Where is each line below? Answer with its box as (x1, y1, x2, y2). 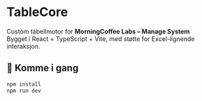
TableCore (6, 4, 68, 20)
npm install (6, 81, 41, 88)
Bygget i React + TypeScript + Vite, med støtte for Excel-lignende (6, 34, 195, 42)
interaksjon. (6, 42, 41, 50)
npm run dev (6, 87, 41, 94)
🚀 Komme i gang (6, 62, 79, 74)
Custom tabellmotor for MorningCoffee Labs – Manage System (6, 27, 190, 36)
